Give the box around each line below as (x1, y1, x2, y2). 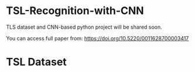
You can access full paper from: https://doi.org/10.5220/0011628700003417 (6, 35, 189, 42)
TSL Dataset (6, 56, 67, 68)
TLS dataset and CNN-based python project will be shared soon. (6, 23, 162, 30)
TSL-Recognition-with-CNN (6, 4, 145, 18)
